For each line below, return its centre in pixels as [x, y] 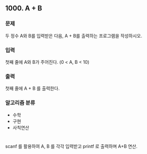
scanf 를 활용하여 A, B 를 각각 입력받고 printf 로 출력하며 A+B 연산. [71, 146]
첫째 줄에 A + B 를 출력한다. [32, 89]
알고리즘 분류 [20, 103]
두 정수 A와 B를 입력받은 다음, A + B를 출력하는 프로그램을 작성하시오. [74, 35]
